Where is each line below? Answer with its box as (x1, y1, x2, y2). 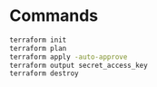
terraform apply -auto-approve (9, 52, 128, 62)
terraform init (9, 35, 67, 44)
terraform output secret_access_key (9, 61, 148, 70)
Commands (9, 5, 99, 26)
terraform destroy (9, 69, 79, 78)
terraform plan (9, 43, 67, 53)
